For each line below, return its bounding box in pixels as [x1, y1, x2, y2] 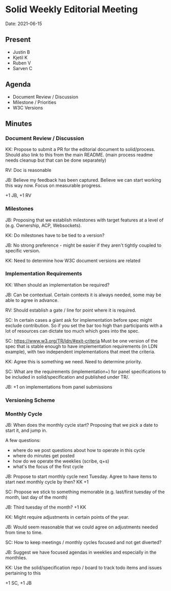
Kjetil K [12, 54, 28, 60]
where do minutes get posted [12, 453, 75, 459]
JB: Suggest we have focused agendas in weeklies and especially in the [5, 549, 157, 556]
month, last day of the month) [5, 494, 68, 500]
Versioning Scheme [5, 397, 55, 404]
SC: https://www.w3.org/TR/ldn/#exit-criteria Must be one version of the [5, 338, 158, 344]
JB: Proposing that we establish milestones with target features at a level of [5, 216, 164, 223]
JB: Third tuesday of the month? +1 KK [5, 504, 86, 510]
